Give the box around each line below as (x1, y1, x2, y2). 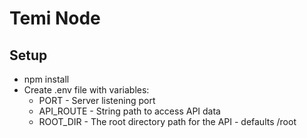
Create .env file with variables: (23, 84, 150, 96)
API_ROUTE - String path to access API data (38, 105, 221, 117)
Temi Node (9, 7, 101, 30)
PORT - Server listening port (38, 95, 156, 106)
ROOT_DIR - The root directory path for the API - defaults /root (38, 116, 297, 127)
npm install (23, 73, 70, 85)
